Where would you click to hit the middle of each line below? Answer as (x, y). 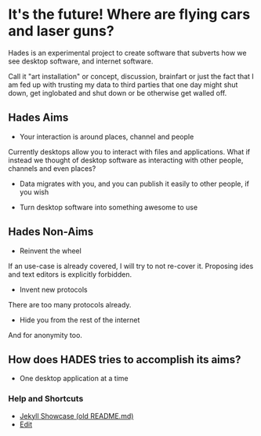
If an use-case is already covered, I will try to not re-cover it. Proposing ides (131, 266)
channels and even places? (52, 168)
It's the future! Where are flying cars (129, 15)
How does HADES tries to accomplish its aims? (125, 360)
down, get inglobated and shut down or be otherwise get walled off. (118, 93)
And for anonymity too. (45, 335)
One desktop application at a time (74, 379)
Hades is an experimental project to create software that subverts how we (127, 53)
